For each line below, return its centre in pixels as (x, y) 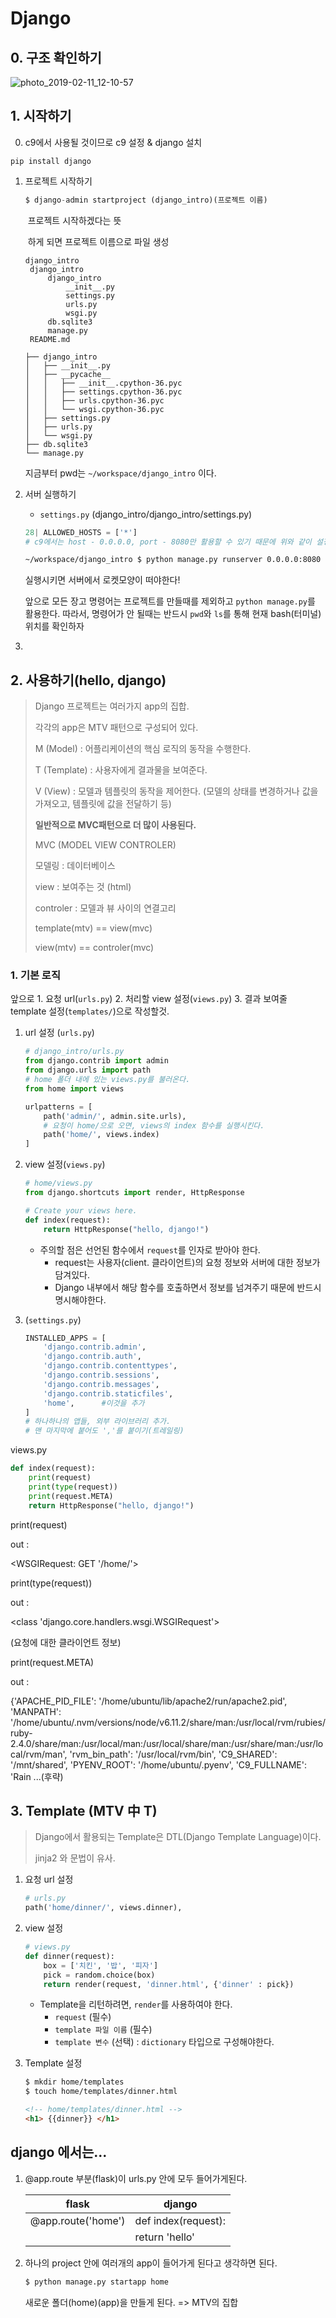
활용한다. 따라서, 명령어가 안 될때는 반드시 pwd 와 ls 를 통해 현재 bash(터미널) (173, 614)
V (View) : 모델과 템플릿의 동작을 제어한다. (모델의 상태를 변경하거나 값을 (176, 791)
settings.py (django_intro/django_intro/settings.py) (146, 514)
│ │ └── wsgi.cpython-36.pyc (94, 409)
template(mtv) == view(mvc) (93, 928)
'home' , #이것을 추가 (94, 1403)
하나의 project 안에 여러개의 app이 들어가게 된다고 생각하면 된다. (151, 2263)
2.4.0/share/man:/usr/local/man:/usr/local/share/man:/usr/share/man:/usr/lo (167, 1743)
